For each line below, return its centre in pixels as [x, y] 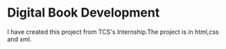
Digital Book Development [84, 13]
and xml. [19, 39]
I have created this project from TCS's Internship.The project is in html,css [113, 32]
